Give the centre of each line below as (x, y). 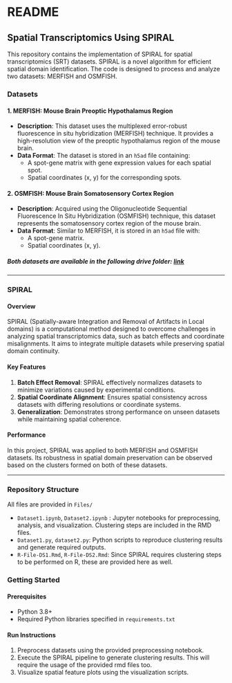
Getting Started (33, 580)
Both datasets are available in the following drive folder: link (96, 261)
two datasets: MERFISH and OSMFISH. (62, 76)
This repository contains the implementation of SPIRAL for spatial (100, 54)
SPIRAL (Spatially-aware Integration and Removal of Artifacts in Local (106, 322)
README (33, 12)
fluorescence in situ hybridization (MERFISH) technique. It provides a (115, 134)
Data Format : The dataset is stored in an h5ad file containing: (104, 156)
